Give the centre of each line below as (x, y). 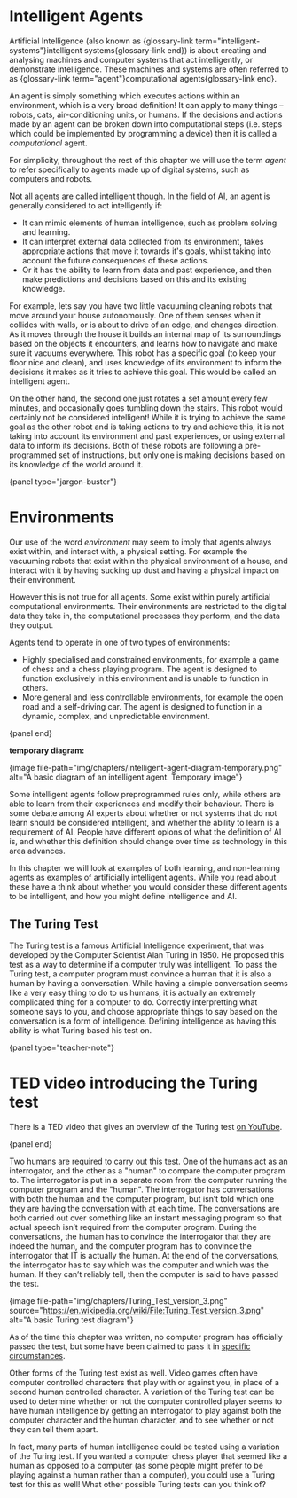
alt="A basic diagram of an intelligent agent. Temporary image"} (126, 777)
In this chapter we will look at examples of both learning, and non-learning (145, 867)
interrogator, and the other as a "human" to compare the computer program (147, 1170)
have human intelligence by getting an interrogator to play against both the (145, 1410)
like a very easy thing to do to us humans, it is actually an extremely (133, 992)
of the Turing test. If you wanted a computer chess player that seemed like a (148, 1455)
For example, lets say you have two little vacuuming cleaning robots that (141, 306)
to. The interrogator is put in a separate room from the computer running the (148, 1180)
